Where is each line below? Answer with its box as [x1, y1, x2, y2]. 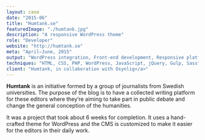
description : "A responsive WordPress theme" [6, 32, 124, 38]
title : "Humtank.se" [6, 20, 59, 26]
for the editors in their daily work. [6, 127, 90, 134]
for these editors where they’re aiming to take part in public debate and [6, 95, 185, 103]
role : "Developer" [6, 37, 53, 43]
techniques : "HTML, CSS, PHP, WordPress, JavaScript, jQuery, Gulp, [6, 60, 184, 66]
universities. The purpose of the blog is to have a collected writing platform [6, 89, 195, 97]
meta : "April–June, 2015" [6, 49, 72, 55]
